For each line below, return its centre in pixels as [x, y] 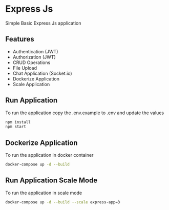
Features [20, 39]
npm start [16, 127]
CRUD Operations [31, 62]
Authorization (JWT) [34, 57]
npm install [18, 122]
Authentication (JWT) [35, 51]
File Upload [25, 68]
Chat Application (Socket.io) [43, 73]
